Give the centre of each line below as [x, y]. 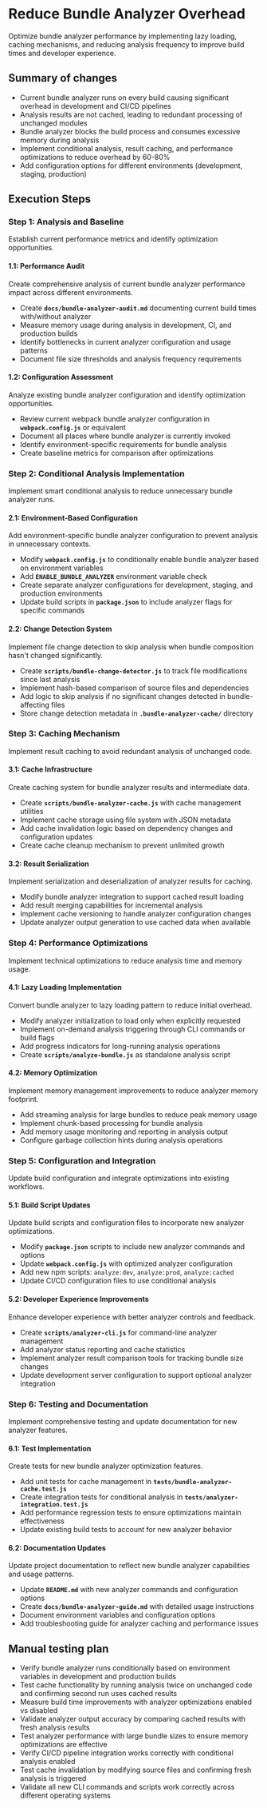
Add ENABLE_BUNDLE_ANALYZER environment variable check [113, 577]
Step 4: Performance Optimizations [79, 943]
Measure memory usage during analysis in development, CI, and [126, 325]
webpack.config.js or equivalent [73, 427]
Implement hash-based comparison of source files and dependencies [134, 688]
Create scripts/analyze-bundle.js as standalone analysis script [125, 1054]
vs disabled [39, 1710]
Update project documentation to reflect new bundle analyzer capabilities [129, 1566]
